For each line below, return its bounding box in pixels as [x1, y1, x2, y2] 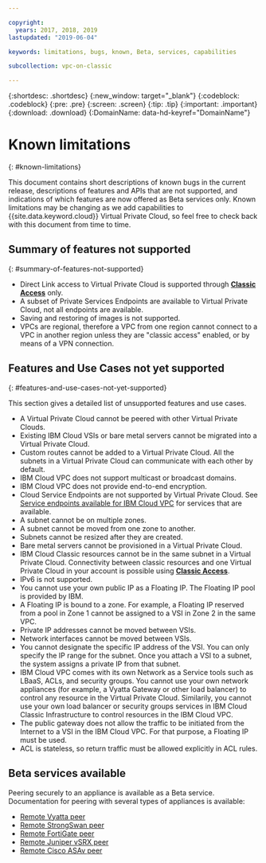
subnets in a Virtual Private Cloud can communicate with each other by [19, 455, 253, 466]
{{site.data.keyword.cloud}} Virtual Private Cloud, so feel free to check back [8, 212, 258, 221]
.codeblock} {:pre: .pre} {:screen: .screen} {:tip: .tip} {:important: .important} [8, 100, 258, 109]
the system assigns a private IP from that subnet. [19, 658, 181, 669]
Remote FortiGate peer [19, 829, 95, 838]
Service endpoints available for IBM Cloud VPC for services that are [19, 498, 243, 508]
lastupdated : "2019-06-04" [8, 33, 98, 41]
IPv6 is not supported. [19, 574, 93, 584]
